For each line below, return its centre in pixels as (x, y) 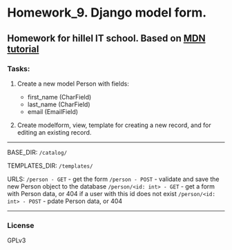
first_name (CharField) (59, 97)
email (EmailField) (52, 111)
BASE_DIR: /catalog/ (37, 152)
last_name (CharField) (59, 104)
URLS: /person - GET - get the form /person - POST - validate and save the (113, 179)
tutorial (23, 49)
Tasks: (19, 68)
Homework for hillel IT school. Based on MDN (106, 38)
